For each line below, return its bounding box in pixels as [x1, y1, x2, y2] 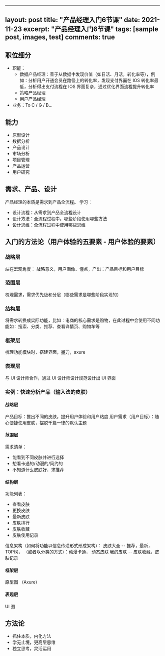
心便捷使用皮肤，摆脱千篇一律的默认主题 [5, 419, 87, 425]
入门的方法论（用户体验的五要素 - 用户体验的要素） [5, 238, 160, 246]
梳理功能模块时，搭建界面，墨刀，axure [5, 349, 85, 355]
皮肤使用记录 [12, 532, 38, 538]
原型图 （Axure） [5, 579, 40, 585]
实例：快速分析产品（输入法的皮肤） [5, 388, 91, 395]
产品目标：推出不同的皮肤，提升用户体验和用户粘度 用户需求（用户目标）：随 [5, 413, 159, 419]
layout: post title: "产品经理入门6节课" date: [5, 16, 140, 24]
